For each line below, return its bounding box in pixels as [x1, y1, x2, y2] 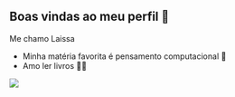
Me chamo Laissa [9, 33, 75, 44]
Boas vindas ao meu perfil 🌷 [9, 9, 170, 24]
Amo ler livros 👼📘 [22, 60, 88, 71]
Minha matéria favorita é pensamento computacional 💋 [22, 51, 227, 62]
